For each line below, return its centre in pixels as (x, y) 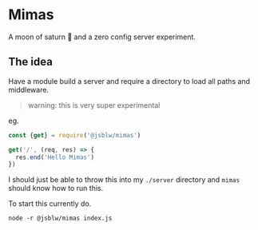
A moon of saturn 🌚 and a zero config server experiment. (102, 37)
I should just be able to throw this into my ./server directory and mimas (124, 180)
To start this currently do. (50, 204)
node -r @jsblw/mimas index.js (60, 218)
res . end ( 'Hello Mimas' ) (55, 157)
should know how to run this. (56, 188)
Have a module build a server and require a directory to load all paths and (129, 81)
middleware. (29, 89)
